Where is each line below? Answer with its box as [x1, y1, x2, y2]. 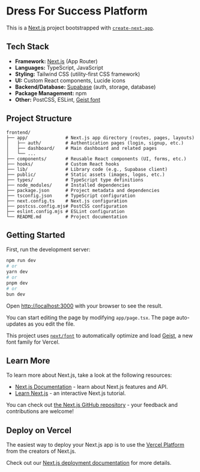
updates [6, 320, 27, 328]
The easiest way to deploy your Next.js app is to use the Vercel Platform [6, 441, 185, 449]
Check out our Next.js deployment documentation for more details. [6, 459, 172, 467]
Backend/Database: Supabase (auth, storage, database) [14, 83, 156, 90]
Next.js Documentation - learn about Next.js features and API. [14, 383, 168, 391]
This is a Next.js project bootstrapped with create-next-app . [6, 24, 155, 31]
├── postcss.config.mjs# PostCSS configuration [6, 203, 128, 209]
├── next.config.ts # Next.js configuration [6, 197, 128, 204]
